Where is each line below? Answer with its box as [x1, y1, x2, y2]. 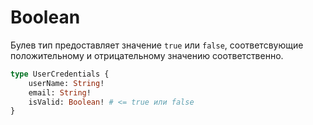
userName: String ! [28, 78, 105, 88]
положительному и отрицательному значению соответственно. [10, 49, 284, 61]
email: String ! [28, 87, 92, 98]
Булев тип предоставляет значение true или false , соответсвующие [10, 39, 304, 51]
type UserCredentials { [10, 69, 110, 79]
